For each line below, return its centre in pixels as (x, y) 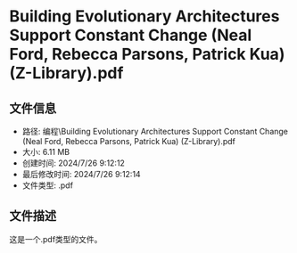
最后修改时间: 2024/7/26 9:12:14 (81, 174)
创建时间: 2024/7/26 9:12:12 (73, 163)
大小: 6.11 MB (45, 152)
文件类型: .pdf (48, 185)
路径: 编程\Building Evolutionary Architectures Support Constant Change (155, 131)
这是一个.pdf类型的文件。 (56, 239)
